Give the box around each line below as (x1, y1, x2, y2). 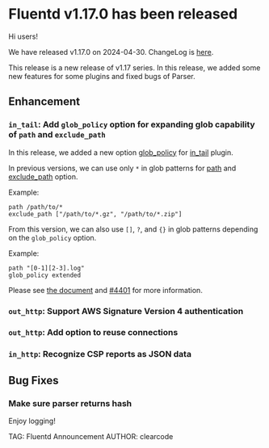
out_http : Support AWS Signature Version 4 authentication (8, 305, 244, 316)
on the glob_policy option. (8, 232, 97, 242)
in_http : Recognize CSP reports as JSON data (8, 349, 192, 360)
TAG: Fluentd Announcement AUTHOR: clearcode (8, 432, 174, 442)
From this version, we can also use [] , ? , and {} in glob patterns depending (8, 224, 258, 234)
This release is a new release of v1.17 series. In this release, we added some (8, 62, 261, 73)
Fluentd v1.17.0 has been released (8, 5, 238, 23)
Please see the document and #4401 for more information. (8, 285, 204, 295)
